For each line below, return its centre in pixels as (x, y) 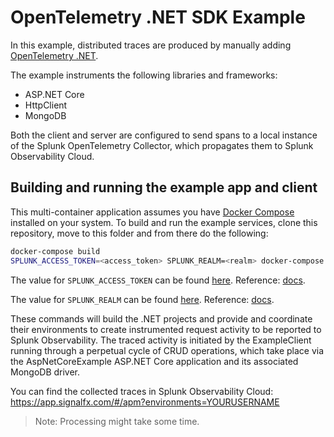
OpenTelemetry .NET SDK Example (158, 17)
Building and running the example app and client (164, 187)
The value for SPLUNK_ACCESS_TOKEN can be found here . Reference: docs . (158, 280)
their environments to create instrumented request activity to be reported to (166, 329)
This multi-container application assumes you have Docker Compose (152, 212)
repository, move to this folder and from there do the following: (139, 233)
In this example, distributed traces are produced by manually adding (151, 45)
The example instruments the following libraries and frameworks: (144, 75)
